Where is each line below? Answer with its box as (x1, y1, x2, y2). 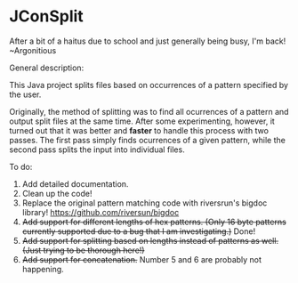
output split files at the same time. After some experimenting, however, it (9, 116, 276, 126)
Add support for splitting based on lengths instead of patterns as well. (21, 235, 278, 246)
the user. (9, 89, 42, 100)
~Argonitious (9, 44, 57, 55)
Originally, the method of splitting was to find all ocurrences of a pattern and (9, 106, 289, 117)
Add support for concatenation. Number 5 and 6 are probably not (21, 254, 262, 264)
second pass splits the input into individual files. (9, 144, 185, 155)
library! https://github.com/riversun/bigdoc (21, 206, 180, 217)
